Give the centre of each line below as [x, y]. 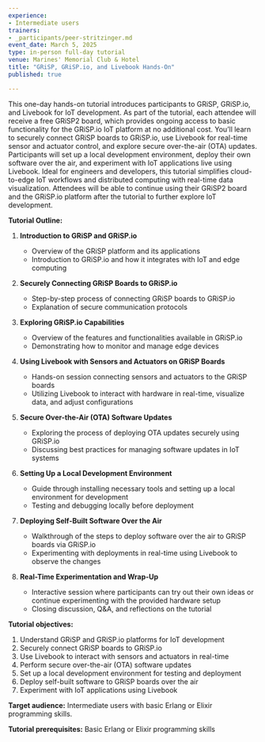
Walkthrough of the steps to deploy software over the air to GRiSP [139, 536]
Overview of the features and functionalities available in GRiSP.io [137, 337]
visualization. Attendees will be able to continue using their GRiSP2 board [128, 188]
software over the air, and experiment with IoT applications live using [120, 162]
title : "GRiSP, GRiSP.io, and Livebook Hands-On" [92, 67]
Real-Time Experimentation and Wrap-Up [89, 576]
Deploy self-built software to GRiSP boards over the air [109, 681]
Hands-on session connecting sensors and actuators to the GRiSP [139, 376]
